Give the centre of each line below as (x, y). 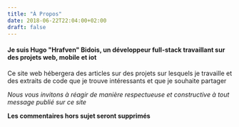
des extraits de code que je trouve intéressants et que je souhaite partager (117, 81)
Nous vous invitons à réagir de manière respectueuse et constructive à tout (118, 94)
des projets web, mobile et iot (52, 57)
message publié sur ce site (47, 102)
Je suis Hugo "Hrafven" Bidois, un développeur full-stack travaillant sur (116, 50)
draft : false (27, 27)
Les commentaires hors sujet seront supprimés (79, 116)
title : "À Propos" (35, 14)
